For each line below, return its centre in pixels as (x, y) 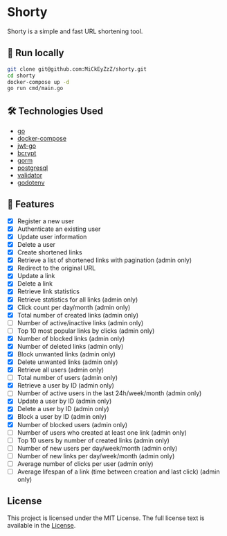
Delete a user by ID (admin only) (63, 409)
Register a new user (46, 221)
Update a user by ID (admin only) (64, 401)
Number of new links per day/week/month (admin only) (96, 456)
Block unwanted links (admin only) (66, 354)
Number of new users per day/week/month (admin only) (97, 448)
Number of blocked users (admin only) (72, 424)
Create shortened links (49, 252)
